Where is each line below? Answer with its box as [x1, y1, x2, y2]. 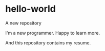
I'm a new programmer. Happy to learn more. [5, 30, 100, 36]
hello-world [5, 3, 56, 15]
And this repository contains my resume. [5, 39, 91, 46]
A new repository [5, 20, 42, 26]
